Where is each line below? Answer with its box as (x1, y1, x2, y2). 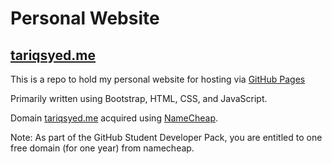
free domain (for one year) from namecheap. (10, 142, 195, 154)
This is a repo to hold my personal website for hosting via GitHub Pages (10, 73, 306, 85)
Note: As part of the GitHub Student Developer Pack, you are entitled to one (10, 132, 323, 143)
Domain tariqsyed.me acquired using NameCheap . (10, 112, 219, 124)
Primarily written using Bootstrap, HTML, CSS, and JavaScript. (10, 93, 268, 104)
